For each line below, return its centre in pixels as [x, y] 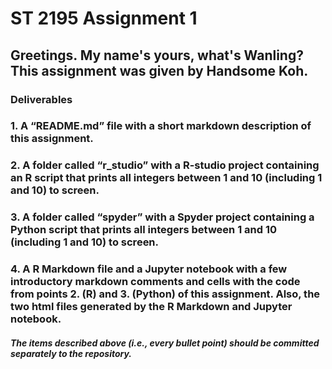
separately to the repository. [71, 353]
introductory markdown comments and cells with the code [155, 282]
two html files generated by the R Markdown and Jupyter [151, 307]
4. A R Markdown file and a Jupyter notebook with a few [149, 269]
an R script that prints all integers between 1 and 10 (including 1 [166, 178]
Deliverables [41, 99]
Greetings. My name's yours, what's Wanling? [157, 55]
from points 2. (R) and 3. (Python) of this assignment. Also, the [165, 294]
